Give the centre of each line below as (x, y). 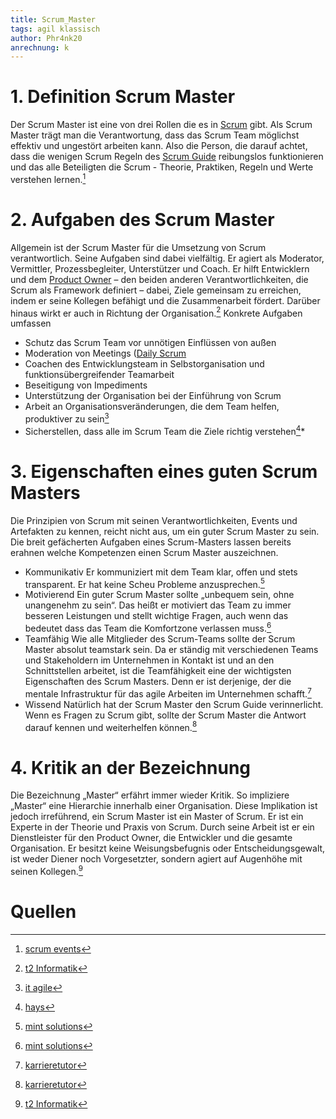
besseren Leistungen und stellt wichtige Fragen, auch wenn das (156, 616)
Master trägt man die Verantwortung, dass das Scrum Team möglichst (155, 135)
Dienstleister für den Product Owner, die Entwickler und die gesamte (151, 838)
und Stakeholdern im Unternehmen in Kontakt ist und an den (149, 660)
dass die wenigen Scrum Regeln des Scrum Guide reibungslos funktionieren (167, 157)
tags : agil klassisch (55, 29)
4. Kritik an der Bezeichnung (131, 767)
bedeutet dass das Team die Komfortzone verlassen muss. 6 (148, 627)
